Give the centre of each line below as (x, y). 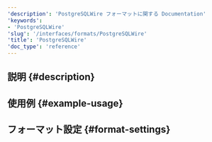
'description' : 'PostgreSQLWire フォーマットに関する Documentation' (107, 14)
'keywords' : (25, 20)
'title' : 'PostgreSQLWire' (47, 40)
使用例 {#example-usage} (65, 103)
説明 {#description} (51, 77)
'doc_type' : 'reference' (44, 47)
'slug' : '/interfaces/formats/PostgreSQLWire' (77, 34)
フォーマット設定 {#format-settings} (89, 130)
